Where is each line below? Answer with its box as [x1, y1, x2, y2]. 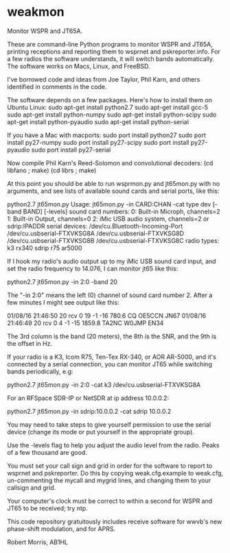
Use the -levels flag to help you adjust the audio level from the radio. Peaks [7, 440, 220, 449]
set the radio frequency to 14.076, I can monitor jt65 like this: [7, 264, 179, 272]
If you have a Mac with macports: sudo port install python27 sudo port [7, 131, 206, 139]
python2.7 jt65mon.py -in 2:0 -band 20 [7, 277, 118, 285]
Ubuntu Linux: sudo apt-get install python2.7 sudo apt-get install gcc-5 [7, 103, 208, 111]
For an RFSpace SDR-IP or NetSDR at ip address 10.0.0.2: [7, 394, 170, 402]
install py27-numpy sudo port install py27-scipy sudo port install [7, 138, 189, 146]
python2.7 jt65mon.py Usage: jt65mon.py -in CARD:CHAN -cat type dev [7, 200, 211, 208]
